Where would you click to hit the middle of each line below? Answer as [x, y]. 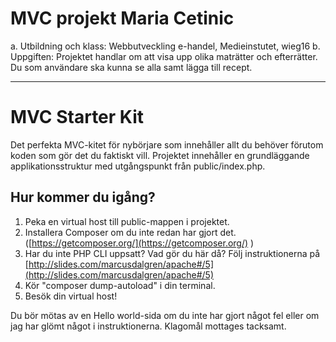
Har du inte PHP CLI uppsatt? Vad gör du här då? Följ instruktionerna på [172, 253]
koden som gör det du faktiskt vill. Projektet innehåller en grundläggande [160, 155]
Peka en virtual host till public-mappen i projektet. [127, 221]
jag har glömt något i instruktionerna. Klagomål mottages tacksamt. [148, 326]
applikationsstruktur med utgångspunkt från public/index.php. [138, 166]
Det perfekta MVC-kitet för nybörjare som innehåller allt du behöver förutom [167, 144]
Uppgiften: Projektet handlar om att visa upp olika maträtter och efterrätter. [164, 56]
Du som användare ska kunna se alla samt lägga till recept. [131, 67]
